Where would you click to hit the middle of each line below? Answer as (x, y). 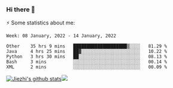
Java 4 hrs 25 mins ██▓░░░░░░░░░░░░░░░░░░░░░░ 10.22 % (87, 52)
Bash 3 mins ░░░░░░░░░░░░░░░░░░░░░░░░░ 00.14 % (87, 62)
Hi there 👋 (21, 10)
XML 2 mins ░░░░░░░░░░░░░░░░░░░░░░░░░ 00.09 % (87, 67)
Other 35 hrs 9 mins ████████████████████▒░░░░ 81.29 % (87, 46)
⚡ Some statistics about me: (41, 23)
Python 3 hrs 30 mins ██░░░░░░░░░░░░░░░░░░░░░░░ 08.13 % (87, 57)
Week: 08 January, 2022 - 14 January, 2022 (61, 36)
